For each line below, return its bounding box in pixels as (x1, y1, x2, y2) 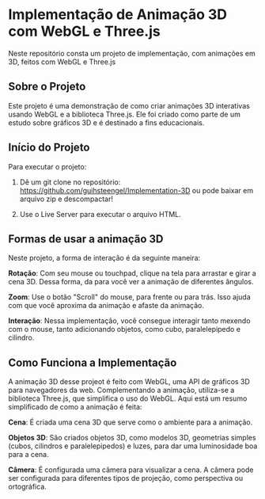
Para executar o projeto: (8, 162, 87, 171)
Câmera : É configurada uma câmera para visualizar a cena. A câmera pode (8, 465, 254, 474)
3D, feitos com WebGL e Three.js (8, 57, 116, 67)
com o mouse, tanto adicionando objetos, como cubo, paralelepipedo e (8, 325, 241, 334)
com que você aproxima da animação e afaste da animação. (8, 301, 204, 310)
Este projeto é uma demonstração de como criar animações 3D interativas (8, 101, 251, 110)
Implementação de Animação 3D (8, 6, 228, 24)
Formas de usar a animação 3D (8, 232, 164, 246)
